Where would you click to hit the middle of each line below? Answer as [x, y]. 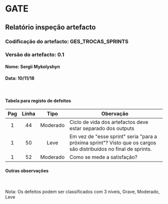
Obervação [115, 114]
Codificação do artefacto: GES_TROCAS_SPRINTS [67, 41]
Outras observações [27, 171]
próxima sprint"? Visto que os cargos [113, 143]
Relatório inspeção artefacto [50, 27]
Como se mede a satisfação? [103, 157]
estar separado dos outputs [102, 128]
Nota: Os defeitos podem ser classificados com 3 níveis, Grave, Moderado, [82, 191]
